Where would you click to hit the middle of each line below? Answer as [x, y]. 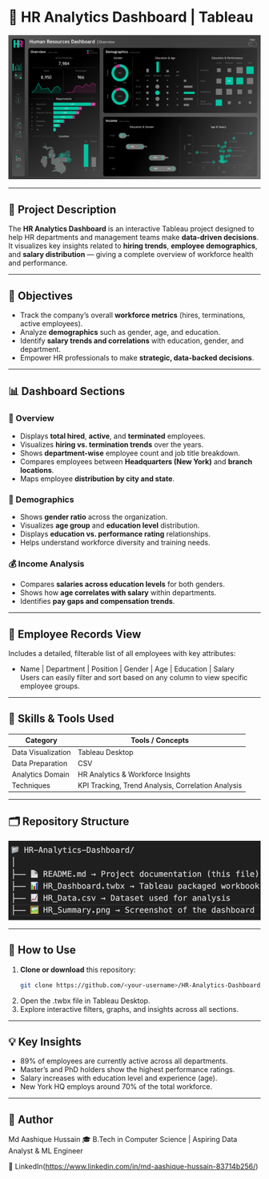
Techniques [31, 785]
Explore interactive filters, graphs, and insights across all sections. [129, 1009]
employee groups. [50, 686]
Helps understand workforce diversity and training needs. [115, 542]
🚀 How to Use [42, 951]
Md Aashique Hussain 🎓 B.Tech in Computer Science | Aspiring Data [123, 1140]
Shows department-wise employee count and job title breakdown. [130, 453]
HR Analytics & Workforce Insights [134, 774]
